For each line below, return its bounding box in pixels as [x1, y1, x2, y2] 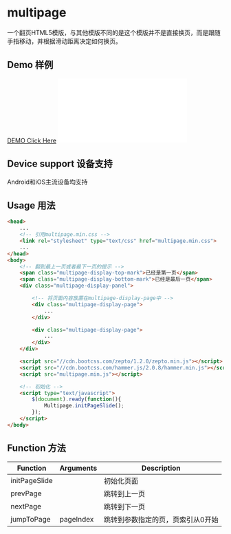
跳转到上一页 [103, 489, 146, 498]
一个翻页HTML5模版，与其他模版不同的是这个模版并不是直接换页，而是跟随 [7, 28, 221, 36]
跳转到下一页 [103, 502, 146, 511]
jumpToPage [10, 514, 51, 524]
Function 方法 [7, 442, 67, 454]
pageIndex [59, 514, 94, 524]
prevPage [10, 489, 42, 498]
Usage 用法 [7, 200, 56, 211]
